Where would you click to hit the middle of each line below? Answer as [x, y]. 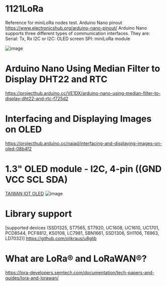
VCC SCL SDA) [36, 180]
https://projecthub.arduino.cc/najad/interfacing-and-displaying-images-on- [83, 143]
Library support [38, 213]
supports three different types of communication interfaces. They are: [78, 33]
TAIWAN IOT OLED [25, 193]
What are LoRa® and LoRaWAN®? [76, 258]
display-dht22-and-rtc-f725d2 [37, 98]
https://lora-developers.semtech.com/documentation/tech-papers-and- [80, 272]
